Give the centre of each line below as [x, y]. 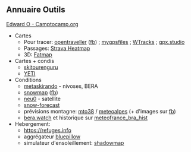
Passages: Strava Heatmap [57, 48]
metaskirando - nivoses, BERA [61, 86]
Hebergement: [32, 123]
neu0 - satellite [42, 99]
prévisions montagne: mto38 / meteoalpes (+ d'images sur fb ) [100, 111]
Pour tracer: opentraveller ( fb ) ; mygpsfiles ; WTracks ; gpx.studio [104, 42]
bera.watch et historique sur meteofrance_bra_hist [85, 118]
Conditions [28, 80]
